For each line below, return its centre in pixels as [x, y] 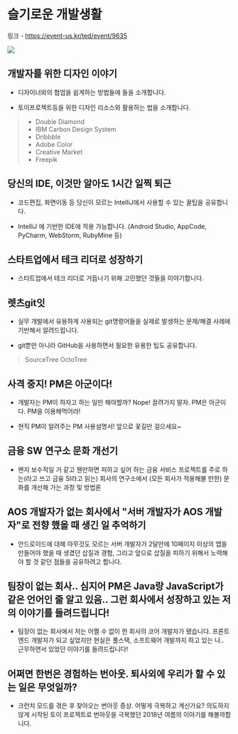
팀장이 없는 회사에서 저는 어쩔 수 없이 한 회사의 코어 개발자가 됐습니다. [114, 631]
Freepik [47, 159]
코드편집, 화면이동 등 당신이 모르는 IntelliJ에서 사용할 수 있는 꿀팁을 [110, 202]
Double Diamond [60, 121]
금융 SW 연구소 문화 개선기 [63, 451]
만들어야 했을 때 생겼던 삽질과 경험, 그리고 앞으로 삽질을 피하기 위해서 [113, 552]
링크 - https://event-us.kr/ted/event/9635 [67, 36]
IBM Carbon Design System [76, 129]
